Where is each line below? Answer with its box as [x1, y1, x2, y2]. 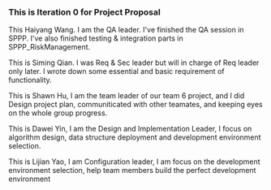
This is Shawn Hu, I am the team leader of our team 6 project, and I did [8, 91, 245, 101]
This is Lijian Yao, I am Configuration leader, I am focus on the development [8, 157, 261, 166]
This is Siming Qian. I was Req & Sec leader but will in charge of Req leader [8, 58, 260, 67]
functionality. [8, 76, 53, 85]
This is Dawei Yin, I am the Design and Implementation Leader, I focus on [8, 124, 252, 134]
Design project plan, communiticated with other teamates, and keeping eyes [8, 100, 264, 110]
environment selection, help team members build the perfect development [8, 166, 256, 175]
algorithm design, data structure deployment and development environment [8, 132, 261, 142]
